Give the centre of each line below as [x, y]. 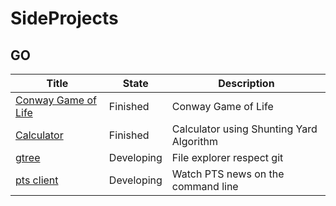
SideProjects [64, 18]
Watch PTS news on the [228, 174]
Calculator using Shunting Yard [244, 129]
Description [246, 83]
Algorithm [194, 141]
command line [205, 186]
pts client [37, 180]
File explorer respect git [227, 157]
